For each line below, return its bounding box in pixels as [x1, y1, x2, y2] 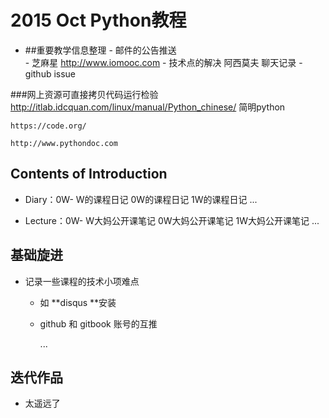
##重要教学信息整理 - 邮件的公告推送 [24, 44, 177, 56]
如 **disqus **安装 [39, 296, 117, 308]
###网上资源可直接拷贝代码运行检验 [10, 88, 159, 100]
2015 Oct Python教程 [10, 9, 187, 32]
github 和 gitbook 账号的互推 [39, 317, 158, 330]
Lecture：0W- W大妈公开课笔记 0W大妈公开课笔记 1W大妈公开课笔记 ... [24, 214, 320, 226]
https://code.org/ [10, 121, 87, 131]
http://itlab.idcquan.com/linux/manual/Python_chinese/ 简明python [10, 101, 286, 113]
